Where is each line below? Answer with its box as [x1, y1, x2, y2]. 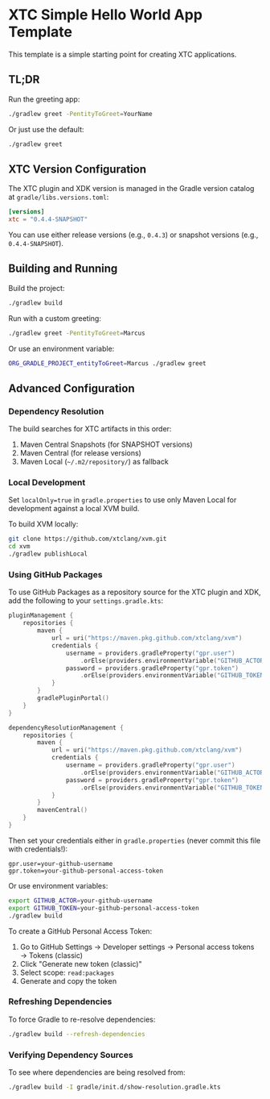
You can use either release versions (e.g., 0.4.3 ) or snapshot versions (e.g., [8, 230, 259, 239]
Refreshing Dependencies [8, 996, 112, 1007]
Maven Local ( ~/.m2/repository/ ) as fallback [19, 457, 169, 467]
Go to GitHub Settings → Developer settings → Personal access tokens [19, 942, 255, 951]
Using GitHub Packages [8, 569, 103, 581]
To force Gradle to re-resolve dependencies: [8, 1014, 156, 1024]
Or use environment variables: [8, 880, 108, 890]
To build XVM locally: [8, 519, 79, 529]
